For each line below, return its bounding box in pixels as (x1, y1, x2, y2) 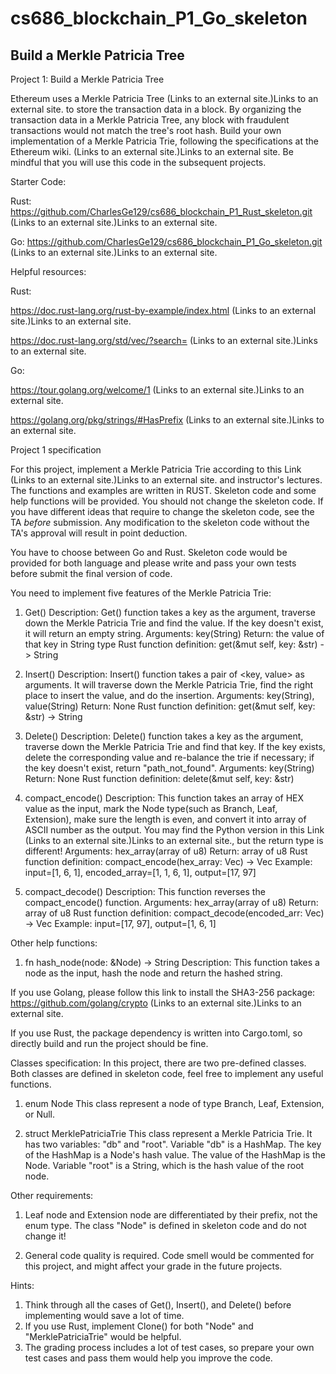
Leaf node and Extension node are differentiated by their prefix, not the (24, 1209, 318, 1221)
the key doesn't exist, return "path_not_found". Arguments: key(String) (24, 762, 315, 774)
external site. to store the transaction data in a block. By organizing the (10, 103, 302, 115)
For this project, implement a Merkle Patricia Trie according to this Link (10, 463, 302, 475)
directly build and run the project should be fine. (10, 1038, 209, 1049)
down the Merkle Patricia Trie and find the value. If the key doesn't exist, (24, 617, 324, 629)
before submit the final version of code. (10, 568, 173, 579)
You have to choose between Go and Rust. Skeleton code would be (10, 547, 288, 558)
